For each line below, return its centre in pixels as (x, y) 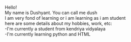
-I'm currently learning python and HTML (48, 34)
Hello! (11, 7)
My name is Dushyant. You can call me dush (51, 13)
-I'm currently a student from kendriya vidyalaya (55, 29)
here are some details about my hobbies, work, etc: (58, 23)
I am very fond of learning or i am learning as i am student (65, 18)
